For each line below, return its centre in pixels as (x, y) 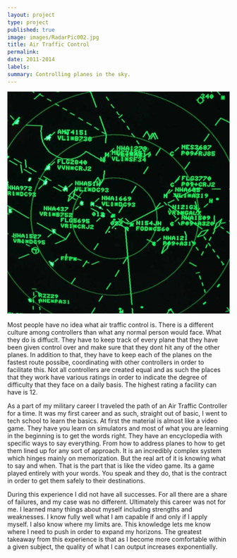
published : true (31, 30)
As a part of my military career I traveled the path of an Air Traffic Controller (117, 406)
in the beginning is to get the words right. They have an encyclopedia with (115, 435)
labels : (19, 67)
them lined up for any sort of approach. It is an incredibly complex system (115, 450)
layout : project (31, 15)
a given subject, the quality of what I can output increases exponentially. (113, 547)
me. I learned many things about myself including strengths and (100, 509)
